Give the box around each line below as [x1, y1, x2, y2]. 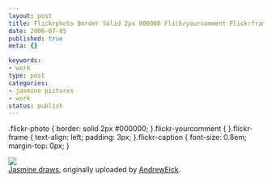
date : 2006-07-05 [8, 27, 67, 35]
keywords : [8, 57, 42, 65]
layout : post [8, 11, 53, 20]
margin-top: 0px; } [8, 141, 70, 150]
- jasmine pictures [8, 87, 74, 95]
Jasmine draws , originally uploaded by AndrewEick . [8, 165, 181, 175]
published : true [8, 34, 63, 43]
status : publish [8, 102, 63, 110]
